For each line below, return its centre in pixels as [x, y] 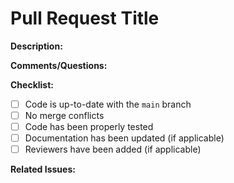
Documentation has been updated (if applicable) [124, 138]
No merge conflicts [64, 115]
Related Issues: [43, 169]
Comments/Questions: [59, 65]
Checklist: [32, 84]
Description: [36, 46]
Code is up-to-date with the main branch [108, 104]
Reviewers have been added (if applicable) [113, 149]
